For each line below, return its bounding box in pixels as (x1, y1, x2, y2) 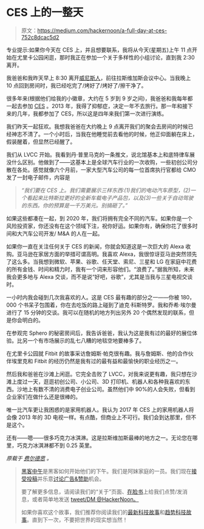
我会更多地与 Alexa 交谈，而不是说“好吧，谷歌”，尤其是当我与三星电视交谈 (6, 273, 193, 280)
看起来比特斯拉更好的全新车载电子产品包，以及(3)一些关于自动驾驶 (26, 194, 194, 201)
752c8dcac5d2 (21, 33, 59, 41)
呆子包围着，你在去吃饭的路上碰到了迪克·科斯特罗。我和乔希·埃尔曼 (28, 301, 197, 309)
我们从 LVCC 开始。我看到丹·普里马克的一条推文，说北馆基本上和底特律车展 (6, 151, 195, 158)
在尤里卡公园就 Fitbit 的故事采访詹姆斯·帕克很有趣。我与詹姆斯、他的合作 (6, 350, 188, 357)
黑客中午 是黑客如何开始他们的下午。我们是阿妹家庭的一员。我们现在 (21, 467, 192, 474)
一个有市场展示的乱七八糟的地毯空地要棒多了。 (27, 336, 144, 344)
